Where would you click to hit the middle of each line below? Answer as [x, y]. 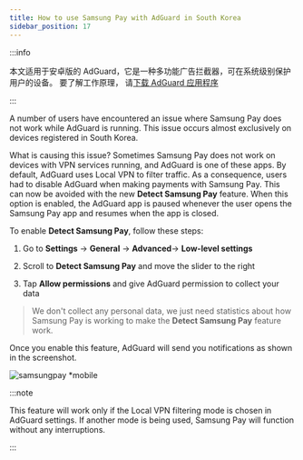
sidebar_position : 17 [50, 26]
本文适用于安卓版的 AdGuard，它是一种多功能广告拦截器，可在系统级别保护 [151, 71]
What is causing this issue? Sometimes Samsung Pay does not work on [142, 155]
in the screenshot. [43, 357]
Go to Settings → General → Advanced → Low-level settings [137, 248]
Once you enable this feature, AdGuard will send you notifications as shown [151, 347]
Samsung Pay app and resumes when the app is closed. [114, 213]
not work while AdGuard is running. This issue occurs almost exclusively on [151, 127]
